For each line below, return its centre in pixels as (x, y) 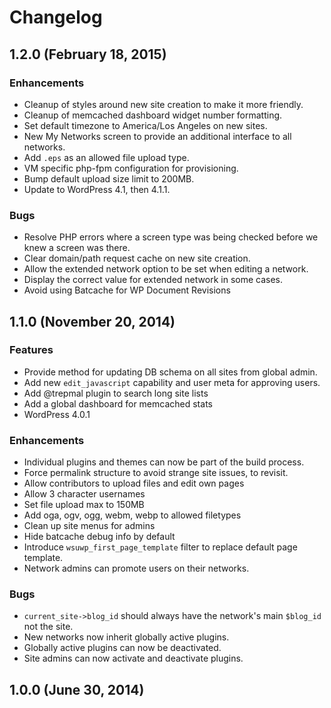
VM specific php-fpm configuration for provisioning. (131, 168)
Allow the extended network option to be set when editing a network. (166, 269)
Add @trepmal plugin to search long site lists (116, 393)
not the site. (48, 627)
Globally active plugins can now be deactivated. (122, 648)
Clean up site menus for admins (89, 526)
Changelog (56, 17)
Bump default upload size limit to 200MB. (109, 178)
